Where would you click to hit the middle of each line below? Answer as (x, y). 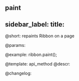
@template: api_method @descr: (38, 64)
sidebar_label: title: (35, 24)
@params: (15, 45)
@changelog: (18, 73)
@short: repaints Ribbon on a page (40, 36)
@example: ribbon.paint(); (31, 54)
